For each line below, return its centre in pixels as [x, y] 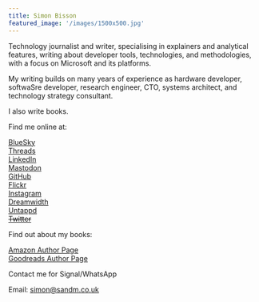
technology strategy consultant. [61, 95]
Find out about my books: [50, 234]
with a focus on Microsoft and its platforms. [80, 63]
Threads [22, 151]
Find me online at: [38, 127]
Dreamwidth [29, 202]
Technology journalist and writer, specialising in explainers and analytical [129, 46]
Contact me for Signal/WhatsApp [63, 274]
